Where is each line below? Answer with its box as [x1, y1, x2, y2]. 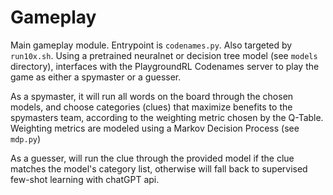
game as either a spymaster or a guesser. [10, 71, 182, 83]
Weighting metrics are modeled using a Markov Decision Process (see [10, 122, 300, 134]
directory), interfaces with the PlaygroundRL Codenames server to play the [10, 60, 320, 72]
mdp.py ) [10, 132, 42, 145]
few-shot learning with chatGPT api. [10, 173, 160, 185]
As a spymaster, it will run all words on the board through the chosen [10, 90, 294, 102]
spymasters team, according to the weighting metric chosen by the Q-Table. [10, 111, 324, 123]
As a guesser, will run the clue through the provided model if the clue [10, 152, 295, 164]
